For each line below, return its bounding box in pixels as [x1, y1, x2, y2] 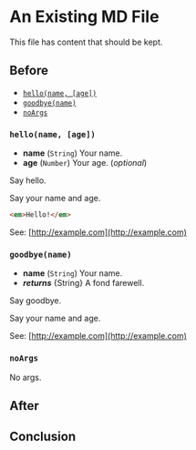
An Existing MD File [9, 6, 160, 27]
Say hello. [9, 175, 47, 186]
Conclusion [9, 429, 77, 445]
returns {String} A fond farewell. [22, 278, 145, 289]
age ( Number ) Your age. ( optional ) [22, 158, 148, 169]
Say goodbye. [9, 295, 62, 306]
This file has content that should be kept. [9, 36, 163, 47]
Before [9, 63, 48, 78]
